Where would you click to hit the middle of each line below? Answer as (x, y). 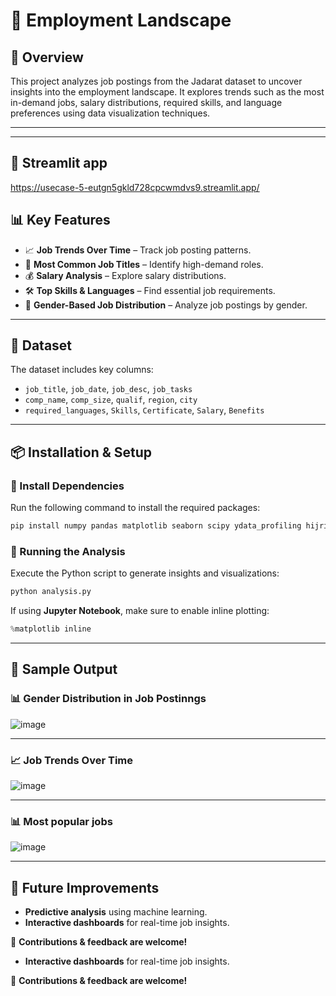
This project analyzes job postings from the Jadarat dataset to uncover (156, 81)
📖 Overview (47, 57)
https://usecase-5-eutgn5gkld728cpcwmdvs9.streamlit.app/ (135, 187)
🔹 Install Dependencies (67, 486)
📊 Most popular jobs (61, 821)
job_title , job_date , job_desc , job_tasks (108, 389)
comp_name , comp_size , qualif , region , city (111, 400)
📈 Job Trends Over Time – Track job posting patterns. (138, 250)
